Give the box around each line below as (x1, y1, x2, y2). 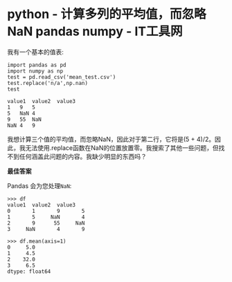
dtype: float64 (7, 267, 51, 275)
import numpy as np (7, 67, 64, 75)
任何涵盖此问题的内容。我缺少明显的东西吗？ (19, 152, 147, 160)
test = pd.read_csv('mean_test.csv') (7, 73, 116, 80)
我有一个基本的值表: (7, 48, 64, 56)
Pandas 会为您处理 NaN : (7, 181, 72, 190)
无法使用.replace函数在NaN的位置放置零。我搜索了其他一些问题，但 (25, 143, 220, 152)
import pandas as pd (7, 62, 67, 68)
